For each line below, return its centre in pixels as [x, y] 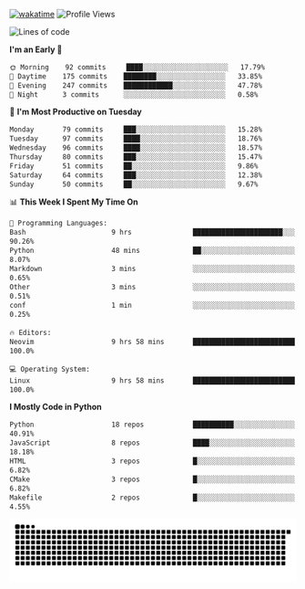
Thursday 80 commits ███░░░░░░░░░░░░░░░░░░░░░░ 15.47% [136, 157]
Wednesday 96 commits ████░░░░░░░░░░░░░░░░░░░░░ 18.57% [136, 148]
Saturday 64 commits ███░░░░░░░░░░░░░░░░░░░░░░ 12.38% [136, 175]
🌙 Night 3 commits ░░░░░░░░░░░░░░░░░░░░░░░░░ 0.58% [134, 95]
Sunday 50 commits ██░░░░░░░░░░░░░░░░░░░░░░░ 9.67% [134, 184]
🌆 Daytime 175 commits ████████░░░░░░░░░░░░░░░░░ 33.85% [136, 77]
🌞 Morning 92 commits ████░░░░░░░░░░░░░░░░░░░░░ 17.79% [137, 68]
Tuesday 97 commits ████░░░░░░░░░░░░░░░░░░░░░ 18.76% [136, 139]
